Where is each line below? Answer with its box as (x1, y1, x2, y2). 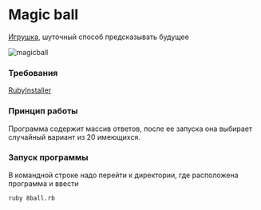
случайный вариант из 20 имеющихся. (8, 132, 141, 141)
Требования (8, 67, 58, 78)
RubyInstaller (8, 85, 52, 95)
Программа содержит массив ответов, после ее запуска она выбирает (8, 124, 253, 133)
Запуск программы (8, 152, 89, 163)
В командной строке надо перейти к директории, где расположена (8, 170, 239, 180)
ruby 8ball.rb (8, 194, 56, 202)
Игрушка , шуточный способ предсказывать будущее (8, 32, 189, 42)
